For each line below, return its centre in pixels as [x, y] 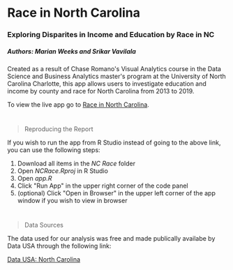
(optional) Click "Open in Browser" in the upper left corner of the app [116, 193]
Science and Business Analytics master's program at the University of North [117, 76]
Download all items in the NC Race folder [76, 164]
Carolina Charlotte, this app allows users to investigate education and [107, 84]
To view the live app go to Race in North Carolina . [78, 105]
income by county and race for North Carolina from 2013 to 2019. [101, 91]
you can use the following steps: [54, 150]
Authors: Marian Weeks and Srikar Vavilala [72, 51]
